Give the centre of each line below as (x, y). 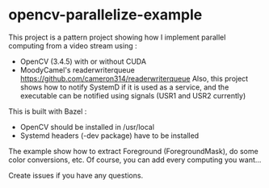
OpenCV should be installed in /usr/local (87, 127)
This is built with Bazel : (48, 111)
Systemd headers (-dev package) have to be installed (109, 136)
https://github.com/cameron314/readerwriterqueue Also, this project (134, 78)
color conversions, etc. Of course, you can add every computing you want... (135, 160)
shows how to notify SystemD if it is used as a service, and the (124, 87)
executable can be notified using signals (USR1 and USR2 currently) (133, 95)
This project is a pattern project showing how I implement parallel (117, 37)
